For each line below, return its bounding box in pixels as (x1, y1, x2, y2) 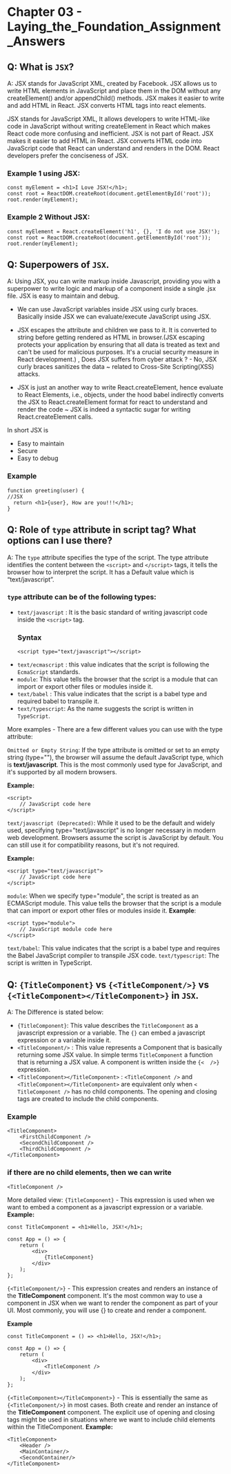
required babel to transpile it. (17, 697, 100, 705)
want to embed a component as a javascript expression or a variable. (7, 1203, 203, 1211)
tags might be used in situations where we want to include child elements (7, 1415, 216, 1424)
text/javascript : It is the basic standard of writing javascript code (17, 608, 208, 616)
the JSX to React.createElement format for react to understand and (17, 398, 208, 406)
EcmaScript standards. (17, 668, 81, 676)
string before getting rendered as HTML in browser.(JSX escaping (17, 333, 205, 342)
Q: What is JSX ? (7, 61, 74, 73)
